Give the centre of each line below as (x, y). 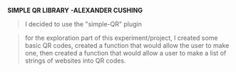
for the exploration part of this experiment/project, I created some (122, 38)
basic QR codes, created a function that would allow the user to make (127, 45)
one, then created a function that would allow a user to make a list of (125, 53)
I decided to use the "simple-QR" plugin (83, 24)
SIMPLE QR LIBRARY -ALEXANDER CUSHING (75, 10)
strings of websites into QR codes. (75, 61)
